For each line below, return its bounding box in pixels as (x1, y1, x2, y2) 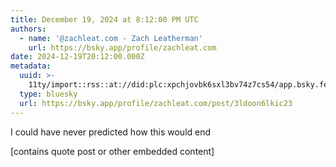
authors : (10, 24, 47, 34)
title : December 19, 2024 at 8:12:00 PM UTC (10, 14, 199, 25)
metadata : (10, 61, 52, 71)
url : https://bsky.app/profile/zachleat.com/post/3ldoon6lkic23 (19, 98, 293, 108)
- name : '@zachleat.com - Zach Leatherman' (19, 33, 203, 43)
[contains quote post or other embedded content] (10, 145, 215, 157)
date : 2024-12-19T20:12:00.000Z (10, 52, 145, 62)
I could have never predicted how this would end (10, 126, 212, 138)
